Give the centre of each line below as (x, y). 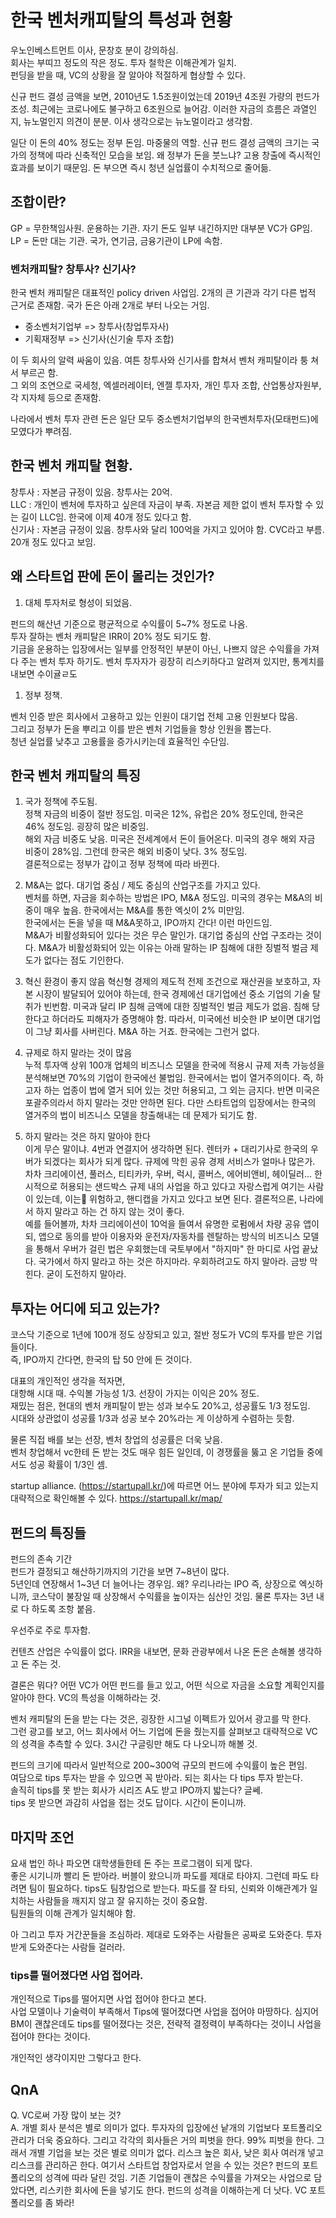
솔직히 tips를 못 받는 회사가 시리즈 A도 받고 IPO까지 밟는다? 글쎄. (136, 1790)
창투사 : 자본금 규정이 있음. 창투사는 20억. (91, 492)
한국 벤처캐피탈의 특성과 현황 (121, 20)
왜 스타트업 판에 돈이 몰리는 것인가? (112, 576)
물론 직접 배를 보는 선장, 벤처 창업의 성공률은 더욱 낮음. (116, 1440)
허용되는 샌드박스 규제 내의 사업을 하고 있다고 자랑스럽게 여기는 (182, 1187)
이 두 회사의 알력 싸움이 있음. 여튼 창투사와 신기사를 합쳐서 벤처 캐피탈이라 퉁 (159, 360)
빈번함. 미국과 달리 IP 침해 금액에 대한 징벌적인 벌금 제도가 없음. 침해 (176, 1007)
